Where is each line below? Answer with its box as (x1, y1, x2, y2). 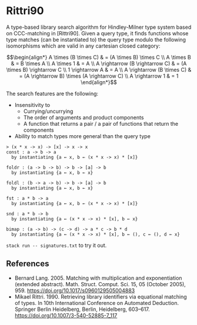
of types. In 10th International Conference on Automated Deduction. (14, 299, 179, 306)
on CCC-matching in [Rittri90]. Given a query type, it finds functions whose (6, 29, 189, 36)
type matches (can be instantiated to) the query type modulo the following (6, 36, 186, 43)
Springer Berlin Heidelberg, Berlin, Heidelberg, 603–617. (14, 306, 150, 313)
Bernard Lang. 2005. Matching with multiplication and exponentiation (14, 274, 182, 282)
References (6, 259, 49, 269)
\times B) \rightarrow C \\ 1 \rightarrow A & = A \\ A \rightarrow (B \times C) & (6, 66, 192, 73)
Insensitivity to (14, 101, 51, 108)
